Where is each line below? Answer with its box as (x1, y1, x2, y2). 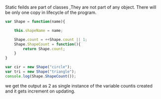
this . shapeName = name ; (14, 28, 63, 33)
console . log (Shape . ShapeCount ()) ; (5, 74, 77, 79)
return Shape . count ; (23, 46, 65, 51)
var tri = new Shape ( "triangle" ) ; (5, 69, 77, 74)
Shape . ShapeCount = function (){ (14, 42, 81, 47)
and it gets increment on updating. (5, 88, 75, 94)
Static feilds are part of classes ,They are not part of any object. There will (5, 4, 157, 10)
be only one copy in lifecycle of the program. (5, 9, 97, 15)
